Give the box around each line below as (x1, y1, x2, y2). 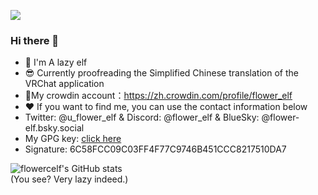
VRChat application (24, 78, 105, 90)
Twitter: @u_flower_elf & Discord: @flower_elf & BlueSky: (24, 111, 260, 124)
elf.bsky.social (24, 122, 85, 134)
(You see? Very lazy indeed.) (10, 173, 129, 185)
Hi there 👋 (10, 33, 60, 47)
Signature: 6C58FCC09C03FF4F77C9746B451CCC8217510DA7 (24, 143, 287, 155)
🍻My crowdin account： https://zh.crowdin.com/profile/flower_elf (24, 90, 293, 102)
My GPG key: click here (24, 133, 122, 145)
